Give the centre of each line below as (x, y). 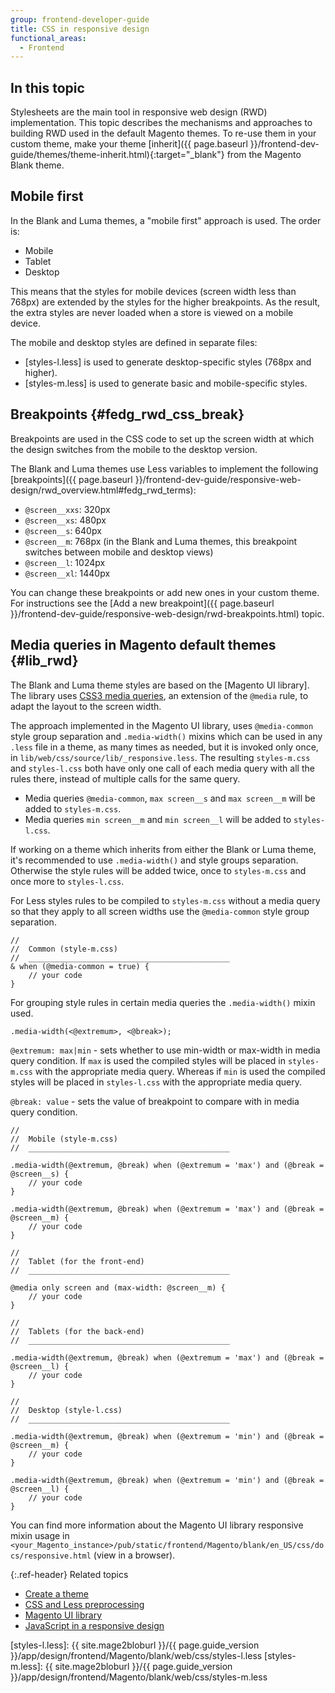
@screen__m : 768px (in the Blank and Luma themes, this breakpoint (161, 541)
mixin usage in (40, 1535)
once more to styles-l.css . (67, 881)
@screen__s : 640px (63, 530)
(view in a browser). (134, 1555)
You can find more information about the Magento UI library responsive (157, 1525)
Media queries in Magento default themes (143, 645)
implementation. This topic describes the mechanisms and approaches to (161, 123)
